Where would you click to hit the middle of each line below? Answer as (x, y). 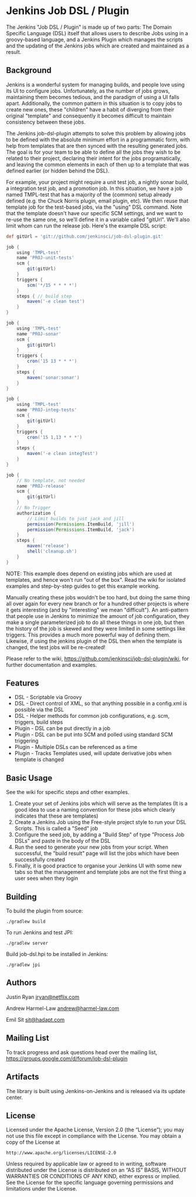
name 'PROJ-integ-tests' (47, 410)
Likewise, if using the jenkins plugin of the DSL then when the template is (94, 641)
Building (21, 896)
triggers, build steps (39, 722)
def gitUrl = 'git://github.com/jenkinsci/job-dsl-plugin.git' (85, 236)
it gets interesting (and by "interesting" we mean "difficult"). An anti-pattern (97, 610)
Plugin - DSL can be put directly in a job (62, 728)
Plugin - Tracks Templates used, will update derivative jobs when (93, 753)
